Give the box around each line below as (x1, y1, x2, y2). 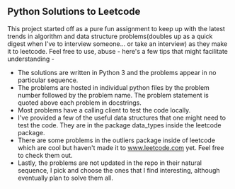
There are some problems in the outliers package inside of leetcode (17, 136, 216, 144)
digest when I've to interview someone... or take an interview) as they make (7, 39, 228, 48)
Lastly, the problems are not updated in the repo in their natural (17, 159, 202, 167)
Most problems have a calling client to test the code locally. (17, 105, 191, 114)
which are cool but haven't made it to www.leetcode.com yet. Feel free (17, 143, 224, 151)
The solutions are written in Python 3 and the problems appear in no (17, 68, 217, 76)
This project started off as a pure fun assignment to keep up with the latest (7, 24, 225, 33)
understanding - (7, 55, 55, 63)
